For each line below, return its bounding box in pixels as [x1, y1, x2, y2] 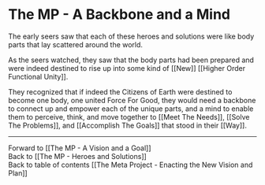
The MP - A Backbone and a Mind [8, 6, 231, 24]
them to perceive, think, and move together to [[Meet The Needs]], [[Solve [8, 112, 250, 121]
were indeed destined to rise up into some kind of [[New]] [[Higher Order [8, 63, 246, 72]
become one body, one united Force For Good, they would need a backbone [8, 95, 256, 105]
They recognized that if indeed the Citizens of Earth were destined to [8, 87, 233, 96]
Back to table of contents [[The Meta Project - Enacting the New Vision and [8, 160, 253, 169]
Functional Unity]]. [8, 72, 69, 81]
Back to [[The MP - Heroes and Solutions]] [8, 151, 147, 161]
